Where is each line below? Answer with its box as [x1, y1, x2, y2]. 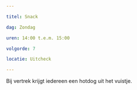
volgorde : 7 [6, 45, 35, 52]
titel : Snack [6, 14, 38, 19]
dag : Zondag [6, 24, 35, 30]
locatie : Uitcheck [6, 56, 51, 62]
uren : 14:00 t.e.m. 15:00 [6, 35, 70, 41]
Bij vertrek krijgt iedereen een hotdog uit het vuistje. [6, 78, 132, 85]
